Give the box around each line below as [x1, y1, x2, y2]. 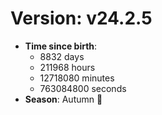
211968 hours [39, 61, 96, 73]
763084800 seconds [39, 82, 127, 94]
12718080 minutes [39, 72, 115, 84]
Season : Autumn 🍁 [24, 93, 103, 105]
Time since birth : [24, 40, 98, 52]
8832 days [39, 50, 85, 62]
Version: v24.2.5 [10, 7, 153, 30]
